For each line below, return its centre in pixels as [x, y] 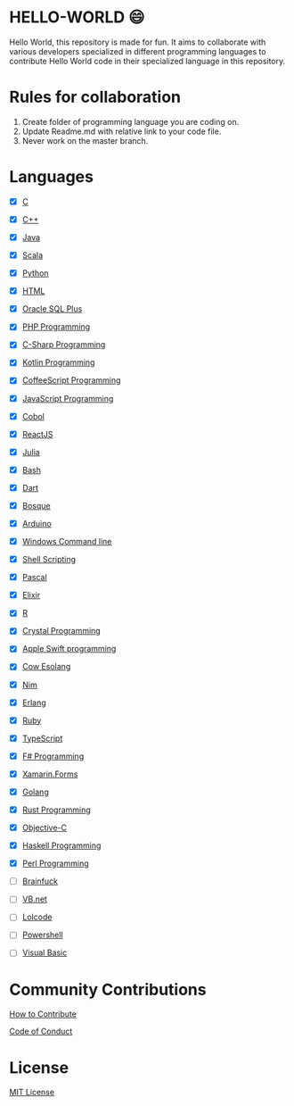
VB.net [34, 899]
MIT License [32, 1093]
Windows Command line [67, 541]
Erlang [34, 703]
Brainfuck [40, 881]
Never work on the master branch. [85, 140]
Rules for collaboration [95, 97]
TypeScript [42, 738]
